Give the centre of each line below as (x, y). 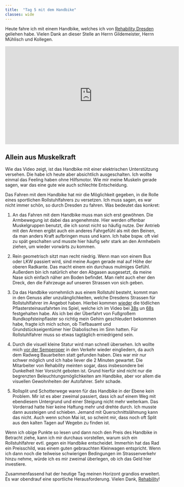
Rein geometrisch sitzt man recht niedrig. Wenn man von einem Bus (82, 256)
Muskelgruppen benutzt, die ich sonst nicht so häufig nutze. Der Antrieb (86, 226)
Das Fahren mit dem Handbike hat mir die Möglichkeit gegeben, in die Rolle (82, 195)
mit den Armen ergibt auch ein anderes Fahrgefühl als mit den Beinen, (84, 231)
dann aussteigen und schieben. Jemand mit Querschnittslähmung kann (85, 412)
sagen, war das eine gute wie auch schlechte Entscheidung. (66, 185)
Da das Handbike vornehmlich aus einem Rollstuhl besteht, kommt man (85, 292)
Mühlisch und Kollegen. (29, 39)
